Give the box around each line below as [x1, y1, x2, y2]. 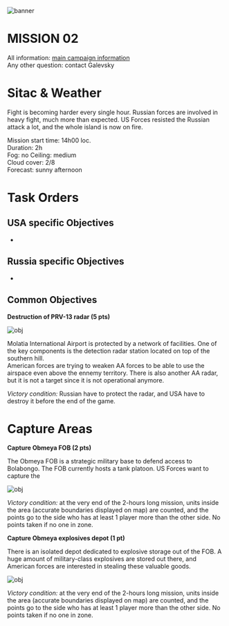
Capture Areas [7, 421, 93, 436]
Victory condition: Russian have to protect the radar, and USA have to [7, 389, 205, 398]
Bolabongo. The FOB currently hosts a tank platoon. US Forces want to [7, 464, 209, 473]
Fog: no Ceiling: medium [7, 151, 77, 159]
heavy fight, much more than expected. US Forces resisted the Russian [7, 115, 210, 124]
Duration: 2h [7, 143, 43, 151]
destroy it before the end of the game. [7, 396, 116, 405]
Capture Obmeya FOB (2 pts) [7, 443, 92, 452]
